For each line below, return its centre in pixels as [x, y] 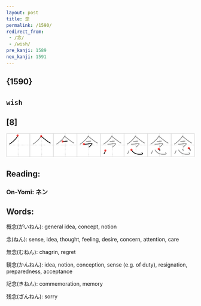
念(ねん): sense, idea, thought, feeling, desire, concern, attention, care [93, 240]
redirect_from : [25, 32]
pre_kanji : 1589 [26, 51]
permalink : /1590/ [29, 25]
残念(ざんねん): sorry [32, 296]
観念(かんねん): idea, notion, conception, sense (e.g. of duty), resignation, [97, 265]
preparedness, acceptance [39, 271]
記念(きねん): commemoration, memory [55, 284]
